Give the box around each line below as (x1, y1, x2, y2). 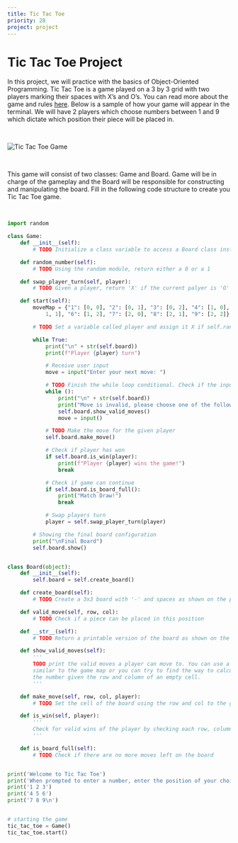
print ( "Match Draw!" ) (57, 492, 122, 499)
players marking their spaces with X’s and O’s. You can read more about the (7, 93, 229, 101)
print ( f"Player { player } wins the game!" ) (57, 460, 186, 467)
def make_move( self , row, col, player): (20, 693, 141, 700)
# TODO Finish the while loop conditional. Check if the (45, 382, 217, 389)
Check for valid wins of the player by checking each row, (33, 725, 211, 733)
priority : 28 (7, 17, 46, 24)
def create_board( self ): (20, 589, 93, 596)
